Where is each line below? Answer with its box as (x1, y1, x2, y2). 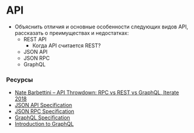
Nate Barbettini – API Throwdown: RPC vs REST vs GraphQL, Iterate (14, 89, 179, 96)
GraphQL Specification (14, 114, 71, 121)
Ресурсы (6, 75, 34, 83)
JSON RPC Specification (14, 108, 75, 115)
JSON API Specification (14, 102, 73, 109)
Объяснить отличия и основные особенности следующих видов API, (14, 23, 189, 30)
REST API (23, 35, 47, 43)
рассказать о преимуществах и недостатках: (14, 29, 129, 36)
